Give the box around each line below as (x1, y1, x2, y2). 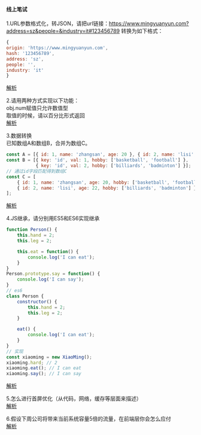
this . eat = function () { (17, 248, 79, 254)
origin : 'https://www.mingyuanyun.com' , (6, 45, 109, 51)
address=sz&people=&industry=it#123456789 (6, 28, 120, 35)
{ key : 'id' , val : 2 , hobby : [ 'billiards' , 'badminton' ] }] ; (35, 163, 191, 169)
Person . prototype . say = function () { (6, 271, 100, 277)
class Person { (6, 293, 44, 299)
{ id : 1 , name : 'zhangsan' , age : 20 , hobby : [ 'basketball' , (17, 180, 170, 185)
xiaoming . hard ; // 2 (6, 360, 58, 366)
